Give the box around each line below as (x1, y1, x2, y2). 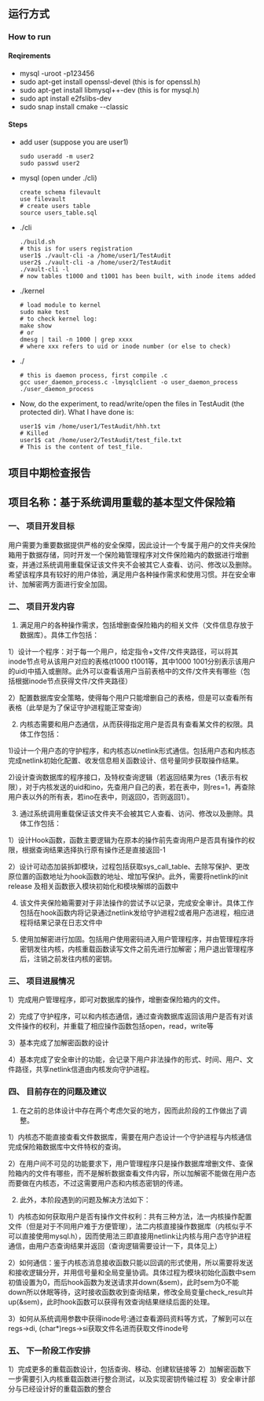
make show (19, 321, 53, 330)
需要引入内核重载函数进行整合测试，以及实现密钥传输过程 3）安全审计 (21, 1374, 249, 1384)
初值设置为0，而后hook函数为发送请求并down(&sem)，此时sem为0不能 (8, 1277, 240, 1286)
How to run (8, 31, 51, 42)
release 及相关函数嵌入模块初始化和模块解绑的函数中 (8, 882, 179, 891)
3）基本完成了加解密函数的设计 (8, 1038, 109, 1048)
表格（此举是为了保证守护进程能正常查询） (8, 703, 146, 712)
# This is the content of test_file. (19, 443, 144, 451)
